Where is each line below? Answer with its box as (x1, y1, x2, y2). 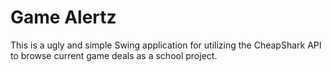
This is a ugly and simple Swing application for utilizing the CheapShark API (10, 39, 322, 51)
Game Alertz (10, 6, 117, 29)
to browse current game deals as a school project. (10, 49, 218, 61)
